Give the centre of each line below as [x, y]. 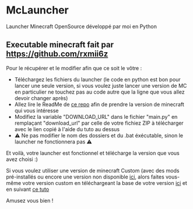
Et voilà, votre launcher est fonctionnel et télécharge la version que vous [93, 153]
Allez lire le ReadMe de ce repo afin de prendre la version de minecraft [99, 104]
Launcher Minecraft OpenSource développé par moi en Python [82, 26]
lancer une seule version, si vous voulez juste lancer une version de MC [101, 85]
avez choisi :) [22, 159]
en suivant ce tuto [28, 189]
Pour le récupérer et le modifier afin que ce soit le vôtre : [74, 68]
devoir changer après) [41, 98]
